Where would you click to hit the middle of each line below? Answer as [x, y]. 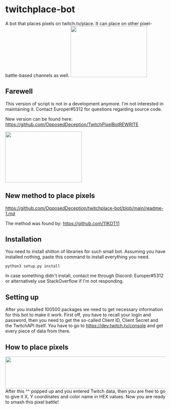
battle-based [19, 75]
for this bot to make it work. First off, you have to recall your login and [78, 315]
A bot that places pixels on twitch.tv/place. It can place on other [72, 23]
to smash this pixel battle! [32, 402]
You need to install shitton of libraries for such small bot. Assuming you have [85, 252]
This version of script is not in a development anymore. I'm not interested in [84, 103]
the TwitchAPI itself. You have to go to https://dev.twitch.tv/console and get [84, 326]
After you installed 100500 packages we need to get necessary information [84, 310]
